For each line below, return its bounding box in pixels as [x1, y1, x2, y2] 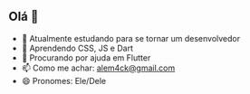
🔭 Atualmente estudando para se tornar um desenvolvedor [21, 33, 241, 43]
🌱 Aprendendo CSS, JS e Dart [21, 42, 133, 53]
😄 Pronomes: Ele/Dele [21, 75, 106, 86]
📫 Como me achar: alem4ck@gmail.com [21, 62, 176, 73]
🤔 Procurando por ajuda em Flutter [21, 52, 151, 63]
